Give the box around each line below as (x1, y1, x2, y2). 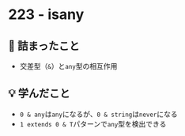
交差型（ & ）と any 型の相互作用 (19, 62, 118, 70)
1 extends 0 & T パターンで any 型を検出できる (19, 119, 167, 128)
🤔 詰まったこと (8, 39, 80, 52)
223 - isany (8, 6, 85, 24)
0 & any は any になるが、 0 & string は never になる (19, 109, 178, 119)
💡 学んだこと (8, 87, 70, 100)
